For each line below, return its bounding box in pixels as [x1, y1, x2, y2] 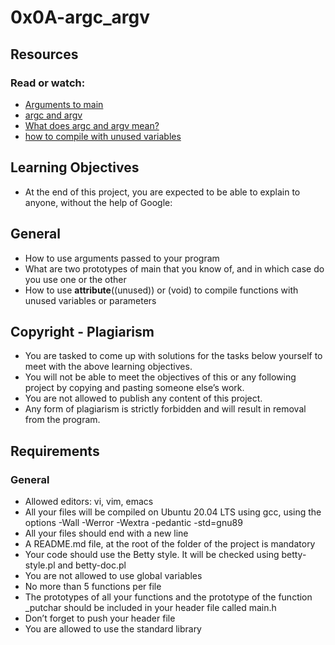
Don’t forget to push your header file [24, 612, 176, 624]
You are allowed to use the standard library [24, 623, 202, 635]
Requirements [10, 442, 100, 460]
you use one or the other [24, 273, 127, 285]
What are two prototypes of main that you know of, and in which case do [24, 262, 325, 275]
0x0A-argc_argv [10, 6, 150, 29]
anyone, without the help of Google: [24, 196, 173, 208]
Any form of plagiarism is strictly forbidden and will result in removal [24, 403, 307, 415]
